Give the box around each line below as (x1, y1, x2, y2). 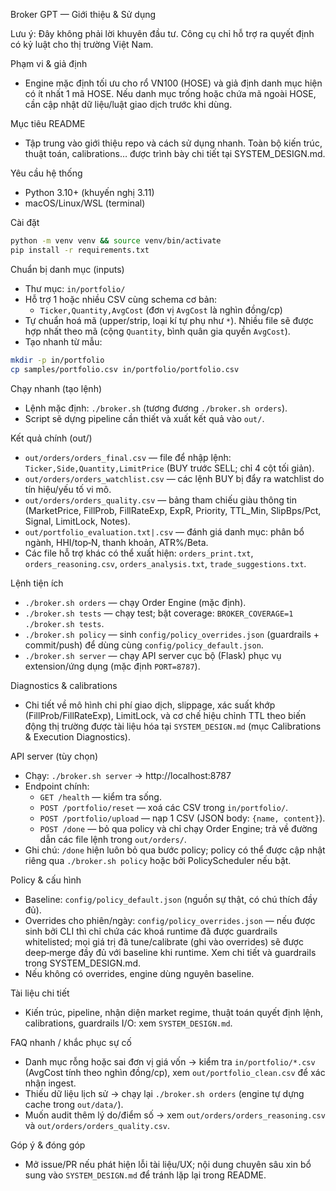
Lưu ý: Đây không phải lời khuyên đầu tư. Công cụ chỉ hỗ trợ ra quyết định (10, 28, 315, 39)
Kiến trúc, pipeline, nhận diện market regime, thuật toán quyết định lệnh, (24, 1006, 324, 1018)
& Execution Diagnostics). (24, 730, 132, 743)
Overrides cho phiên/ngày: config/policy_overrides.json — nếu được (24, 914, 316, 926)
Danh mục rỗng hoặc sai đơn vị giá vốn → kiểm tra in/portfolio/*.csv (24, 1055, 316, 1068)
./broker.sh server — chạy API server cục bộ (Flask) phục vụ (24, 649, 282, 661)
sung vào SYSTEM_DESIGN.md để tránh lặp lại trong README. (24, 1169, 267, 1181)
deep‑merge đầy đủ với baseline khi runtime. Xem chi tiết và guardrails (24, 946, 317, 958)
